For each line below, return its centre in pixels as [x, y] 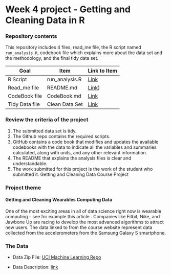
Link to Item [103, 71]
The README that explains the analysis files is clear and [72, 158]
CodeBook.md [64, 96]
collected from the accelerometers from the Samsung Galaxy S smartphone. [86, 233]
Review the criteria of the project [47, 120]
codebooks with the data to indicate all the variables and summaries [85, 147]
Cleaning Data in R [45, 20]
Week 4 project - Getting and [68, 9]
